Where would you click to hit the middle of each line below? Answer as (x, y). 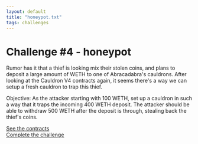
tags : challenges (27, 22)
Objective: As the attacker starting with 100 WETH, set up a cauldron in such (99, 99)
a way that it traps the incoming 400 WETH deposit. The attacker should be (98, 104)
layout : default (26, 12)
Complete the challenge (35, 135)
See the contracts (28, 129)
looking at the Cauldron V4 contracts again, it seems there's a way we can (97, 81)
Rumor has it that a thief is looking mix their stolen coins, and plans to (91, 68)
